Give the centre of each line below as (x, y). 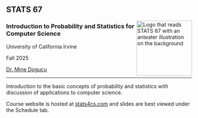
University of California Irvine (42, 46)
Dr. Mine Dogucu (27, 69)
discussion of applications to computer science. (64, 92)
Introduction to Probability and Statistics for (70, 26)
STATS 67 (24, 10)
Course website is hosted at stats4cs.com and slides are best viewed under (98, 104)
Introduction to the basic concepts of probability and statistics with (88, 86)
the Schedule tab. (27, 110)
